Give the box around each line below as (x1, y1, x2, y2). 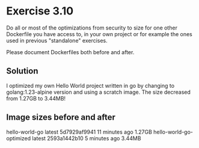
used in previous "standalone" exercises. (6, 37, 108, 44)
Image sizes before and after (6, 113, 116, 123)
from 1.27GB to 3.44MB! (6, 94, 66, 102)
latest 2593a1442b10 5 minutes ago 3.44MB (32, 134, 141, 142)
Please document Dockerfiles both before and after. (6, 48, 135, 55)
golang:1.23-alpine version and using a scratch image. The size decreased (6, 88, 191, 96)
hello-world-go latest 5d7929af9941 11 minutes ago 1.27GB (6, 128, 152, 135)
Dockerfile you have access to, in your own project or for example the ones (6, 30, 192, 37)
